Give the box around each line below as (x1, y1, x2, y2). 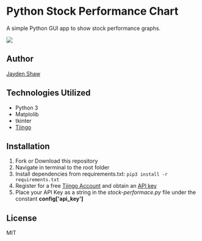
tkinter (15, 117, 32, 124)
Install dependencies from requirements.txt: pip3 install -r (15, 170, 168, 178)
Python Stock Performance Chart (6, 4, 179, 18)
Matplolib (15, 110, 39, 117)
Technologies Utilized (6, 87, 91, 98)
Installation (6, 141, 50, 151)
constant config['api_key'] (15, 195, 84, 202)
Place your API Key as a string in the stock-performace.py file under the (15, 188, 197, 196)
